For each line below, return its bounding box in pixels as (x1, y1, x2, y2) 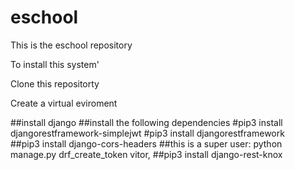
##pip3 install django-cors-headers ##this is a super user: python (10, 137, 283, 150)
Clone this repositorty (10, 77, 100, 90)
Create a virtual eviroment (10, 97, 118, 109)
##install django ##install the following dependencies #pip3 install (10, 116, 283, 128)
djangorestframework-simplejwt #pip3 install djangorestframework (10, 127, 285, 139)
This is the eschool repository (10, 39, 133, 51)
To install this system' (10, 58, 100, 70)
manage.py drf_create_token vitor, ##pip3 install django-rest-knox (10, 148, 283, 160)
